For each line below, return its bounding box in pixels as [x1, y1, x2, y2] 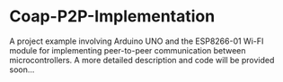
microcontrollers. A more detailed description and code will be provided [9, 54, 275, 65]
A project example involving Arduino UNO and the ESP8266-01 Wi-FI [9, 36, 264, 46]
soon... [9, 64, 35, 75]
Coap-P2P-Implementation [9, 6, 216, 27]
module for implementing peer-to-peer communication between [9, 45, 246, 55]
